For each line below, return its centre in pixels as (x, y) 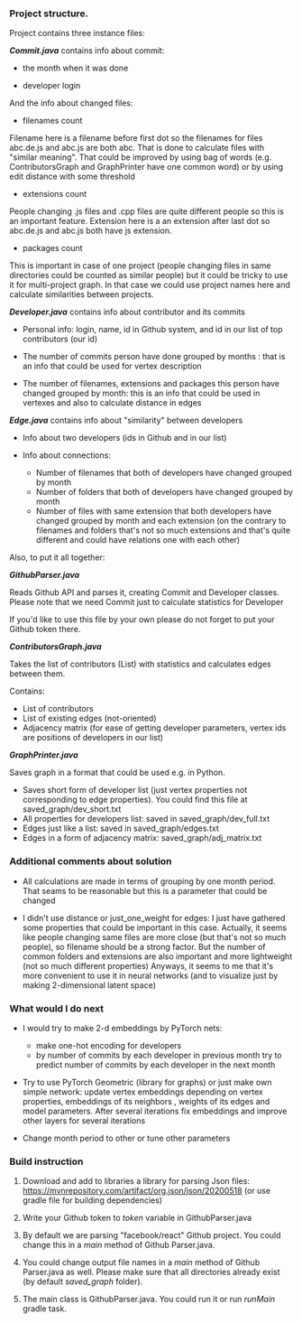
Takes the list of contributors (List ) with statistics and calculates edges (141, 664)
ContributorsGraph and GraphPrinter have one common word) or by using (146, 167)
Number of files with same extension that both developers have (154, 511)
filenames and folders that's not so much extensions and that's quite (163, 530)
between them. (37, 674)
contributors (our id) (60, 339)
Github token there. (45, 629)
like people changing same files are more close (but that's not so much (154, 936)
